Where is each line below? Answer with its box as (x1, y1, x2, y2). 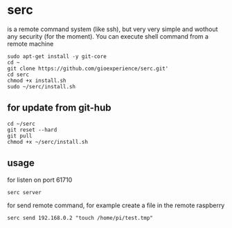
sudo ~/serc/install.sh (7, 83, 76, 90)
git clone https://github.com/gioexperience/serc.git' (7, 65, 169, 72)
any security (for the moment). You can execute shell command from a (7, 32, 209, 40)
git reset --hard (7, 126, 57, 133)
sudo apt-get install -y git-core (7, 53, 107, 60)
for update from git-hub (7, 102, 111, 114)
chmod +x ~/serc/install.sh (7, 138, 89, 145)
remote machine (7, 39, 54, 48)
